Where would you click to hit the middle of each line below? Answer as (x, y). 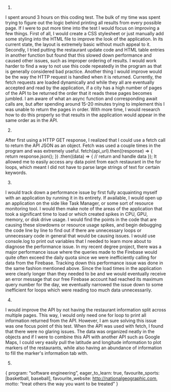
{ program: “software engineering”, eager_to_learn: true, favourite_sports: (82, 373)
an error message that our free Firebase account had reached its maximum (84, 279)
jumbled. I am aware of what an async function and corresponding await (81, 99)
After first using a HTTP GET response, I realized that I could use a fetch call (86, 140)
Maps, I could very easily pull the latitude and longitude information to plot (83, 342)
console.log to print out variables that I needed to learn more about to (78, 241)
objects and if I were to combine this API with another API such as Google (83, 337)
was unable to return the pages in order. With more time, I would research (83, 109)
